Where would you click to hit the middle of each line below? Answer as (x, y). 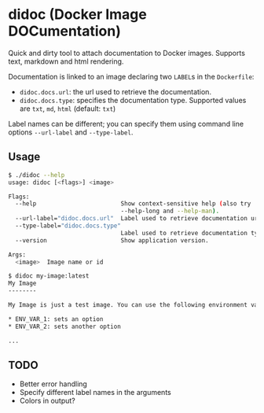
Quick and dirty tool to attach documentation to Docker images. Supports (127, 53)
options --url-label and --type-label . (71, 132)
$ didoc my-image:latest (49, 276)
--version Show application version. (112, 240)
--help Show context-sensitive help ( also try (133, 204)
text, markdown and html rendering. (66, 61)
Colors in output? (48, 401)
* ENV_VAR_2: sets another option (65, 326)
